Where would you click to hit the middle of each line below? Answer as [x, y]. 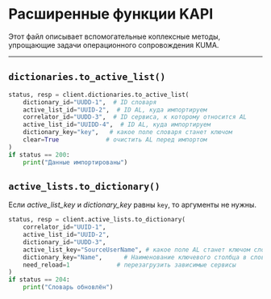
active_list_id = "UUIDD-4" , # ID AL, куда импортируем [117, 125]
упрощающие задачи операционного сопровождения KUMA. [114, 44]
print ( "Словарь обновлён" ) [68, 288]
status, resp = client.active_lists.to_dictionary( [97, 220]
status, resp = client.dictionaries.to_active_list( [99, 95]
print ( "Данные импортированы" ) [75, 162]
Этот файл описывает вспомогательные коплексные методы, [115, 36]
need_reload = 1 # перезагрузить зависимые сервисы [129, 265]
